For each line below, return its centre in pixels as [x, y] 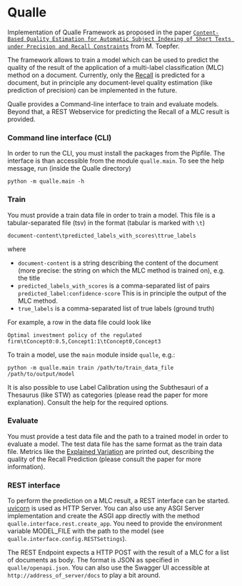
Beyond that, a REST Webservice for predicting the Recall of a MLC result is [119, 111]
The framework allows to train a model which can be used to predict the [113, 60]
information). [26, 466]
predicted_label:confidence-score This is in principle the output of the [122, 293]
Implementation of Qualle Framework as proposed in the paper [100, 32]
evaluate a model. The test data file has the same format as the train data [115, 444]
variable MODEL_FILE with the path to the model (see [86, 531]
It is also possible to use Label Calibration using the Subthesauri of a [108, 387]
